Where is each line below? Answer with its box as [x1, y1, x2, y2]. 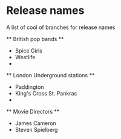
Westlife [15, 53, 36, 60]
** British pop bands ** [6, 35, 64, 42]
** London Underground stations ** [6, 71, 95, 79]
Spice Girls [15, 47, 42, 54]
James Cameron [15, 119, 56, 127]
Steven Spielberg [15, 126, 58, 133]
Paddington [15, 83, 44, 91]
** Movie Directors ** [6, 108, 60, 115]
